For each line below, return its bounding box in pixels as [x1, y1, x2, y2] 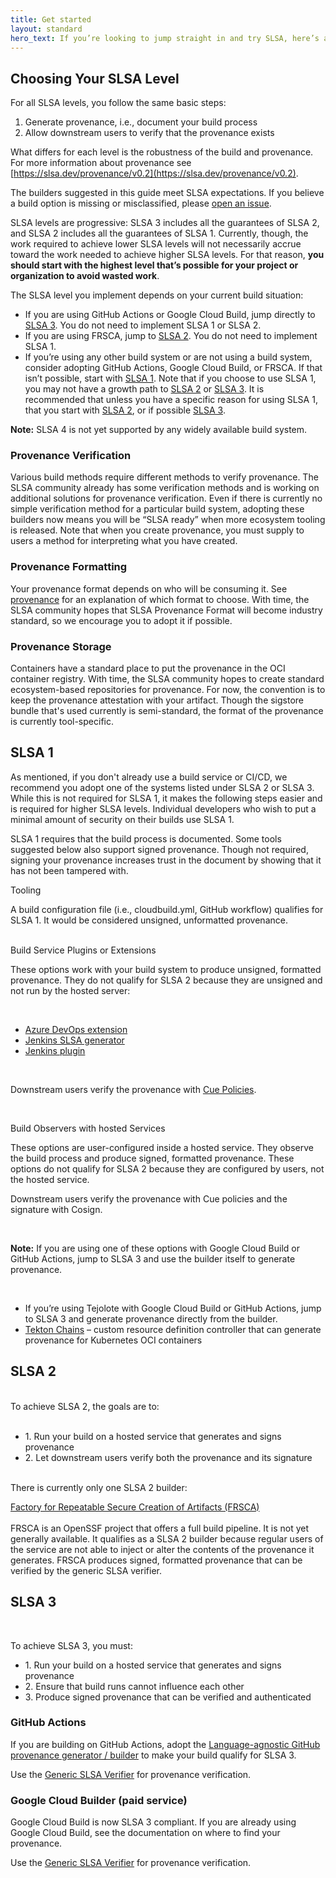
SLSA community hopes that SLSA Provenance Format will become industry [10, 604, 323, 616]
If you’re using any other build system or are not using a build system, [24, 351, 313, 363]
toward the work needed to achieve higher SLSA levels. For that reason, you [10, 249, 325, 261]
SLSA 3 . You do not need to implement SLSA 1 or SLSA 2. [24, 319, 262, 331]
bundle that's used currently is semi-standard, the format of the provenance [10, 705, 324, 717]
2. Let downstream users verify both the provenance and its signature [24, 1451, 313, 1463]
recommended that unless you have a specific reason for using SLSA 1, [24, 394, 318, 406]
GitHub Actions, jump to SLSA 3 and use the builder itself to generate [10, 1252, 296, 1265]
